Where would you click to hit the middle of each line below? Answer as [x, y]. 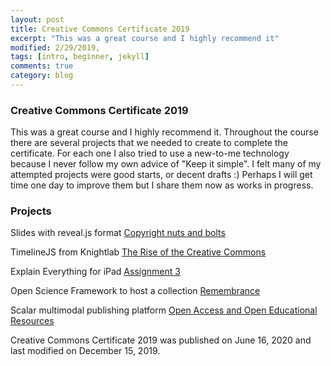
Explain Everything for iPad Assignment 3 [95, 272]
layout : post [37, 19]
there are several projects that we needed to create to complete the [149, 143]
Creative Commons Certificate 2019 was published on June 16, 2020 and [161, 340]
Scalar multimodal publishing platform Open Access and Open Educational [164, 310]
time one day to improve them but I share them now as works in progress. [162, 185]
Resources [32, 321]
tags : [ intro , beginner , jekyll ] [80, 57]
